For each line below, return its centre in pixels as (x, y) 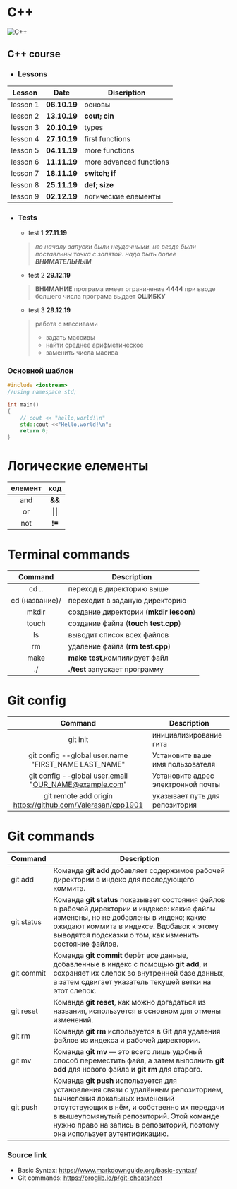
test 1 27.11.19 (47, 232)
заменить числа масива (82, 352)
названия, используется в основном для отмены (137, 1011)
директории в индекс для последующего (124, 879)
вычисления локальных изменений (114, 1098)
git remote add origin (78, 796)
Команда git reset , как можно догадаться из (129, 1002)
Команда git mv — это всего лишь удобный (128, 1051)
